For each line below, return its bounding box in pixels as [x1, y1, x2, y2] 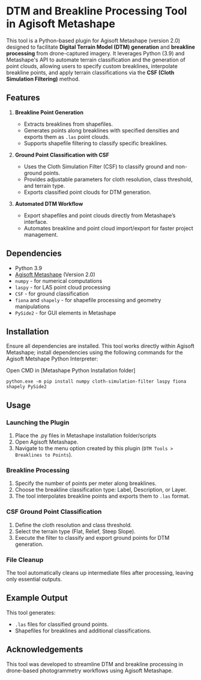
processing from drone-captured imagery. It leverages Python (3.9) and [6, 49, 185, 57]
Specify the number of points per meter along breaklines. [14, 480, 157, 487]
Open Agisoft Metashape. [14, 438, 79, 446]
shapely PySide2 [6, 384, 47, 390]
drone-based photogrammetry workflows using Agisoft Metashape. [6, 667, 173, 674]
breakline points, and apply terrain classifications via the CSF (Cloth [6, 69, 175, 76]
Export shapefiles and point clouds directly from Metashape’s [23, 212, 176, 219]
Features [6, 93, 40, 103]
